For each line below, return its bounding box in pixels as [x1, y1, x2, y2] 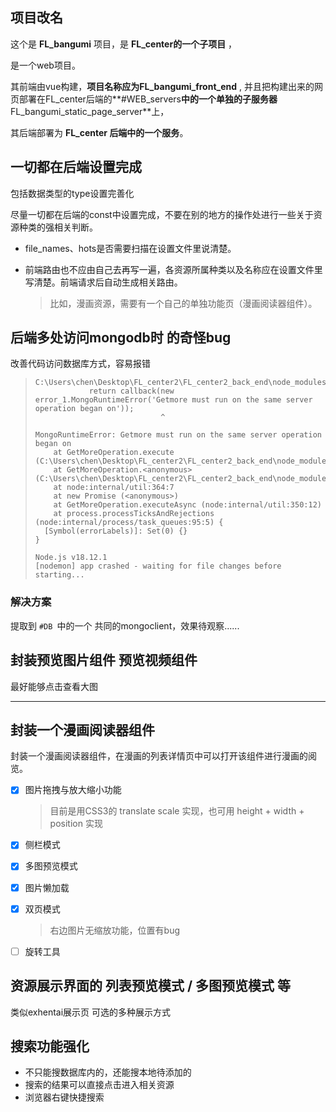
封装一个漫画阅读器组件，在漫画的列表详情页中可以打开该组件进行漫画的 [10, 750, 308, 762]
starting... [34, 570, 85, 580]
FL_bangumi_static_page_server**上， [10, 105, 170, 117]
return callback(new [88, 386, 175, 397]
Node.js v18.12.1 [34, 553, 108, 563]
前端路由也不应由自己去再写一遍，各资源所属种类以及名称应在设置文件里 [24, 263, 323, 275]
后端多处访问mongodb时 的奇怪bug [10, 329, 232, 347]
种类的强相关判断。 [18, 221, 98, 233]
